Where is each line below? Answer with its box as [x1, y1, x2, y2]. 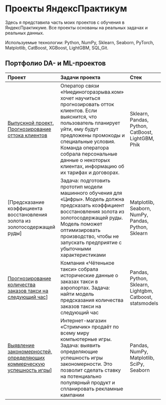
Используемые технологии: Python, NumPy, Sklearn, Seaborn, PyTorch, [5, 39, 154, 45]
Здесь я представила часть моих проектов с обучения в [5, 19, 125, 25]
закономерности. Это [60, 360, 113, 367]
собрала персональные [60, 150, 118, 157]
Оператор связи [60, 82, 100, 89]
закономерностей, [7, 348, 52, 355]
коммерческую [7, 360, 45, 367]
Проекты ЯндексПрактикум [5, 3, 127, 14]
